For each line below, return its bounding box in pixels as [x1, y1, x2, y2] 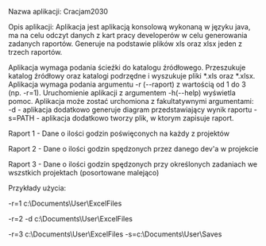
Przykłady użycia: [8, 183, 67, 193]
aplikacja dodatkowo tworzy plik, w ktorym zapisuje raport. [40, 113, 234, 122]
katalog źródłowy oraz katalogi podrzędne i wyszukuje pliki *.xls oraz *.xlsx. [8, 71, 256, 80]
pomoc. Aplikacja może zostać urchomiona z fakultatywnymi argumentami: [8, 97, 254, 106]
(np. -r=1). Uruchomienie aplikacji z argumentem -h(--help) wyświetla [8, 88, 236, 98]
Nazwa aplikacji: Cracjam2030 [8, 7, 109, 16]
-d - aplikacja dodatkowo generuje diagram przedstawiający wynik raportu [8, 105, 253, 114]
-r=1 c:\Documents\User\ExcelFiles [8, 198, 122, 208]
